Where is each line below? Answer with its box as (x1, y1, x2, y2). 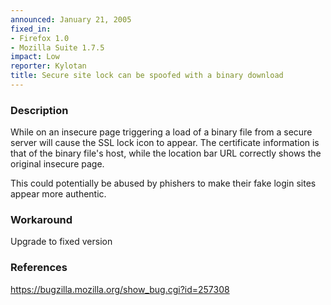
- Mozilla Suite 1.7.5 (10, 42, 105, 53)
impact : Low (10, 52, 60, 62)
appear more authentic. (10, 188, 107, 200)
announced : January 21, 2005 (10, 14, 132, 25)
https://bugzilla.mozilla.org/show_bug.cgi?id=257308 (10, 283, 230, 295)
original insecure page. (10, 158, 105, 170)
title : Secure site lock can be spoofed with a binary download (10, 71, 284, 81)
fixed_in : (10, 24, 52, 34)
